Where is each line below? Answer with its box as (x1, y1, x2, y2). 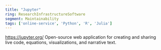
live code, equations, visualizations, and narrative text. (5, 40, 117, 46)
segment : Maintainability (5, 16, 59, 21)
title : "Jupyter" (5, 7, 41, 12)
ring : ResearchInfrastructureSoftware (5, 12, 85, 17)
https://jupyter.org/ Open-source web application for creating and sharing (5, 34, 157, 40)
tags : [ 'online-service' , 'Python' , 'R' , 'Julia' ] (5, 21, 112, 26)
